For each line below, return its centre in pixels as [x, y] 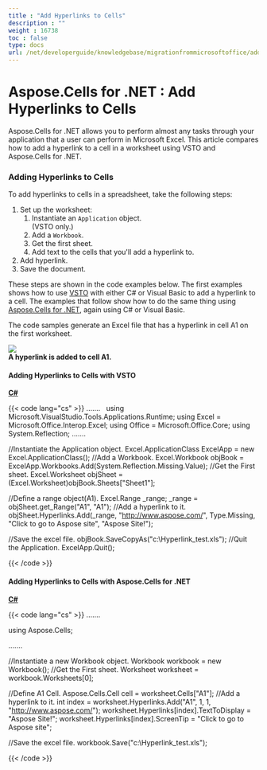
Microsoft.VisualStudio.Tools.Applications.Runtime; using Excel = [114, 417]
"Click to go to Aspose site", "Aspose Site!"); [81, 524]
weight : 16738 [33, 30]
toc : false [28, 38]
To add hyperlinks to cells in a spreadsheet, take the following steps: [120, 194]
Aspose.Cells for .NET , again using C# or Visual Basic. [97, 310]
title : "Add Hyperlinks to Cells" [67, 16]
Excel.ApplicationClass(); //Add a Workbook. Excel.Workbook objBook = [126, 458]
